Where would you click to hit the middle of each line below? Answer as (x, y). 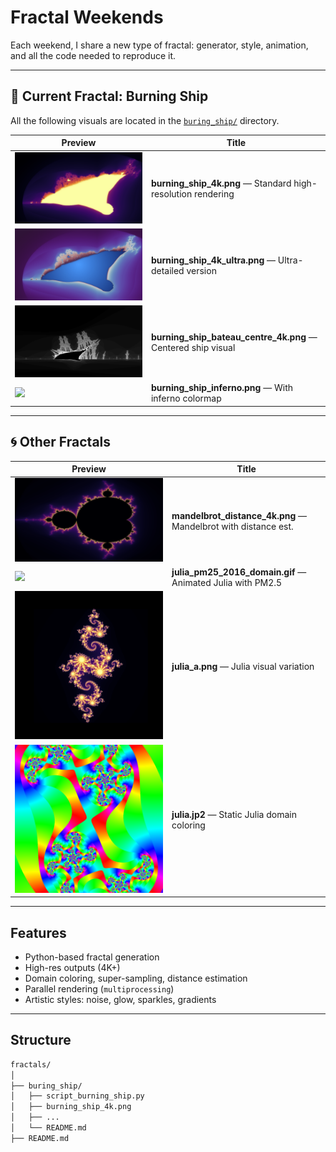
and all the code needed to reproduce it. (93, 55)
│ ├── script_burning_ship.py (77, 1096)
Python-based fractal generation (92, 957)
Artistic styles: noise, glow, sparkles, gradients (120, 1000)
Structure (41, 1040)
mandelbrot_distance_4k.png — (239, 515)
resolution (171, 194)
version (201, 271)
